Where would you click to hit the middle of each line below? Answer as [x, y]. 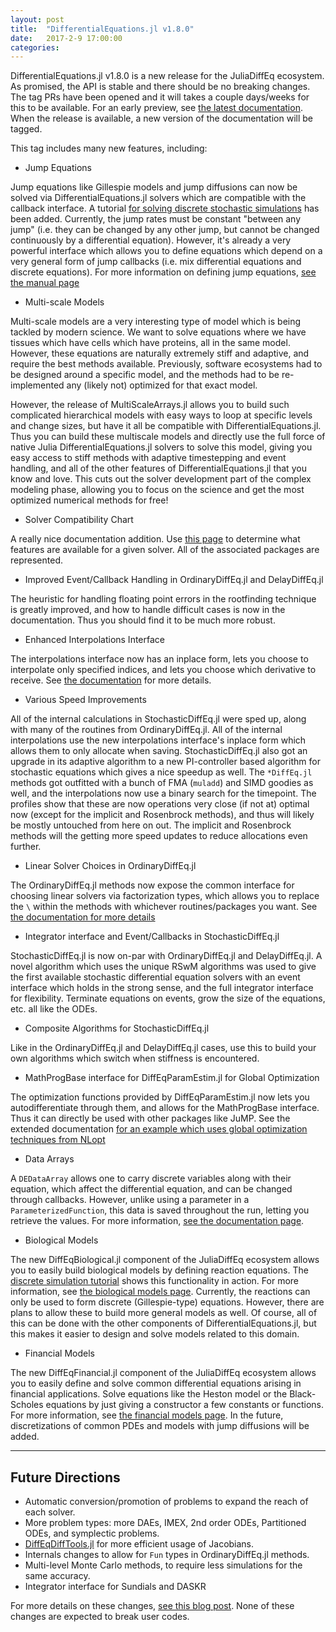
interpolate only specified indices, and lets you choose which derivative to [163, 670]
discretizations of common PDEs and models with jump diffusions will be [160, 1426]
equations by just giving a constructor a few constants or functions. [184, 1405]
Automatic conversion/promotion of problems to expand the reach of [166, 1502]
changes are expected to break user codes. [100, 1617]
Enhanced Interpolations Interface [94, 640]
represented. [37, 560]
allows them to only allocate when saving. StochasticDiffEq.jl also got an [159, 751]
